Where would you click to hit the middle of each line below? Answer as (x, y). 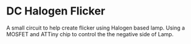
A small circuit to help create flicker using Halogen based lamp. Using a (96, 28)
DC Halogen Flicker (56, 11)
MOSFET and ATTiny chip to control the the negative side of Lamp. (90, 34)
